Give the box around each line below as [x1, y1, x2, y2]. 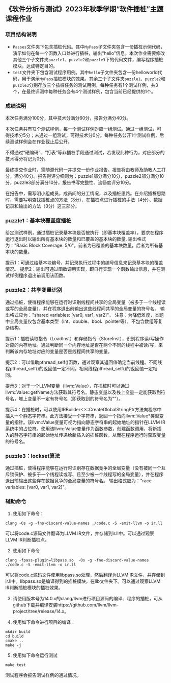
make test [5, 663, 26, 668]
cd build [5, 634, 24, 639]
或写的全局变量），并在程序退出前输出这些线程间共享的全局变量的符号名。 [5, 305, 159, 312]
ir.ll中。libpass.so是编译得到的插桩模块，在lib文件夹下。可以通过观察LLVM [5, 578, 161, 584]
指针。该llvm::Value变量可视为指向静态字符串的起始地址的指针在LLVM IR [14, 419, 165, 425]
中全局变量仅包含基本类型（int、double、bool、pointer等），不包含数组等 [5, 318, 158, 324]
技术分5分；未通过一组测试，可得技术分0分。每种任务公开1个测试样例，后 [9, 132, 164, 138]
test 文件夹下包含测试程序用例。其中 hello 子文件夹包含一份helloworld [12, 69, 158, 75]
